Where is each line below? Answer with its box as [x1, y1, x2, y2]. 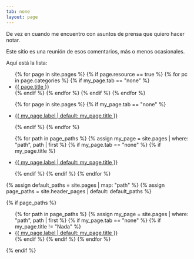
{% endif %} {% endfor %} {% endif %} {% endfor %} [14, 89, 146, 96]
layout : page [6, 14, 38, 20]
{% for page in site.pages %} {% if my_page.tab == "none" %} [14, 100, 166, 107]
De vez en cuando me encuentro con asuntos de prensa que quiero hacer [6, 30, 185, 37]
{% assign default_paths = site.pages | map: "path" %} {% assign [6, 181, 165, 189]
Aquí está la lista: [6, 59, 48, 66]
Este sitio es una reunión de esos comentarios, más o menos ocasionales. [6, 48, 185, 55]
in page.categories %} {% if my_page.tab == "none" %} [14, 77, 150, 84]
